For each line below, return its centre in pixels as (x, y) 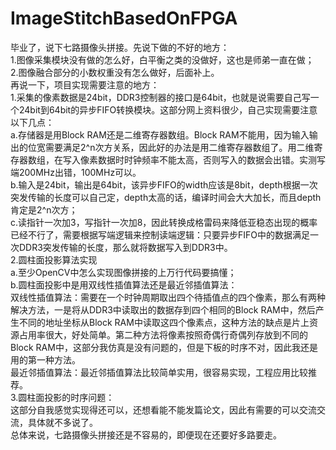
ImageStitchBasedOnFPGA (124, 18)
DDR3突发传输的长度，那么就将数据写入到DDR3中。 (125, 247)
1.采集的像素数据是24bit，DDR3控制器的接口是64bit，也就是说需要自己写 (160, 97)
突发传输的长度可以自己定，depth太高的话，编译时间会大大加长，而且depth (166, 197)
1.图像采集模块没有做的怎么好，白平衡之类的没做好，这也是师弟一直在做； (162, 59)
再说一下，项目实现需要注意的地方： (85, 84)
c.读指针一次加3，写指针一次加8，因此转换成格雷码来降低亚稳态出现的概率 (164, 222)
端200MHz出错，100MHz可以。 (76, 172)
